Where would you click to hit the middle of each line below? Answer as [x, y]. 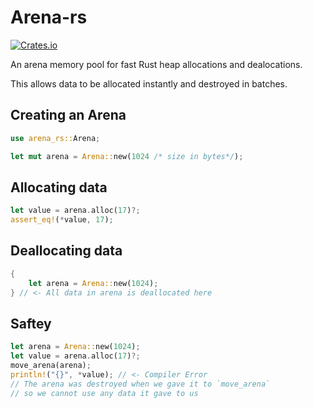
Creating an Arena [68, 115]
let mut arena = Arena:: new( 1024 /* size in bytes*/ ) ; [127, 156]
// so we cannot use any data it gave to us [104, 393]
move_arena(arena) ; [51, 366]
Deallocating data [66, 251]
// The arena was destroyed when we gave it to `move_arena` [140, 384]
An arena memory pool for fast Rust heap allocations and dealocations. [156, 64]
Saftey [31, 323]
